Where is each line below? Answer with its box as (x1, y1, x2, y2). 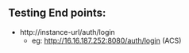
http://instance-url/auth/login (19, 27, 115, 36)
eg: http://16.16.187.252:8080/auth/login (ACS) (31, 36, 182, 45)
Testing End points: (8, 6, 106, 20)
